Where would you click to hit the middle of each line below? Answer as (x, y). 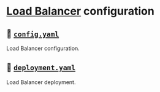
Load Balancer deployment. (41, 82)
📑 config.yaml (33, 34)
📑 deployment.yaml (41, 67)
